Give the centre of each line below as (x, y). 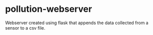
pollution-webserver (49, 9)
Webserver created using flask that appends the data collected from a (77, 23)
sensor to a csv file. (25, 28)
